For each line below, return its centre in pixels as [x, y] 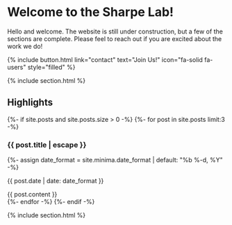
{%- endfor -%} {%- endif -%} [51, 202]
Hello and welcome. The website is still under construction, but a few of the [115, 31]
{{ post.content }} [32, 194]
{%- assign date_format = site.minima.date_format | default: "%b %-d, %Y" [115, 160]
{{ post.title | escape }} [47, 145]
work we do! [25, 46]
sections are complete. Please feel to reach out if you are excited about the [115, 38]
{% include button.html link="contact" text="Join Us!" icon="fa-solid [105, 59]
